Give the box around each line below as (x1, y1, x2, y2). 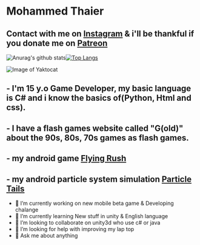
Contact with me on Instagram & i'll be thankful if (6, 29, 195, 39)
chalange (15, 205, 39, 213)
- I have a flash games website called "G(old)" (6, 123, 184, 133)
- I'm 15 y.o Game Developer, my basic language (6, 83, 192, 94)
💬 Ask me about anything (15, 232, 78, 239)
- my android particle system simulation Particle (6, 174, 192, 184)
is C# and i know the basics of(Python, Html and (6, 93, 192, 103)
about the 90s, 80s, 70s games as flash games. (6, 133, 189, 143)
